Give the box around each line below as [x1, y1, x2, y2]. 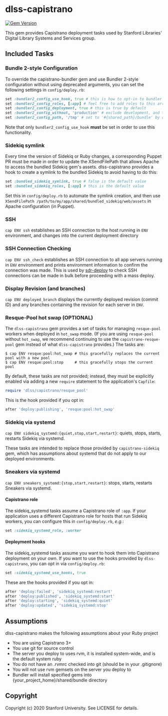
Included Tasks [5, 50, 54, 58]
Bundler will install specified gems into [12, 672, 92, 678]
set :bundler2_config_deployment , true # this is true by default [5, 106, 146, 111]
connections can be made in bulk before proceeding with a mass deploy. [5, 272, 155, 279]
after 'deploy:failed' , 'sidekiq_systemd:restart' [5, 589, 113, 594]
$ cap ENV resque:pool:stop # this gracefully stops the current [5, 360, 153, 365]
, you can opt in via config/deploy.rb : [27, 560, 105, 567]
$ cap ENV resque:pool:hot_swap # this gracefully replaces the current [5, 351, 160, 356]
